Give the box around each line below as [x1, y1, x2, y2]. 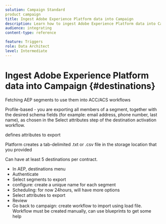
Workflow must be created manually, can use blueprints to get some [12, 208, 152, 214]
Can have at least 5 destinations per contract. [5, 156, 98, 162]
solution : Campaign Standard [5, 7, 65, 12]
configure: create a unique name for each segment [12, 181, 116, 187]
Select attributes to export [12, 192, 66, 198]
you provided [5, 147, 32, 153]
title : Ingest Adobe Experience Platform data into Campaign [5, 16, 134, 21]
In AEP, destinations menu [12, 166, 66, 171]
